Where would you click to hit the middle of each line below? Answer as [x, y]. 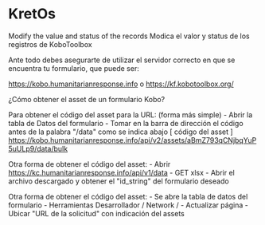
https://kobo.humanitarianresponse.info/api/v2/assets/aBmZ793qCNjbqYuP [132, 140]
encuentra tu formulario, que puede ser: [74, 68]
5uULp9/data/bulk [38, 148]
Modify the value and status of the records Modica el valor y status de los [129, 36]
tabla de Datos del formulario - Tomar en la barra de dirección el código [126, 123]
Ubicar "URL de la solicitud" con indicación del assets [97, 213]
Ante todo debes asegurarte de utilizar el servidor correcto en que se [122, 60]
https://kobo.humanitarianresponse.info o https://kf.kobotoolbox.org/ [121, 84]
